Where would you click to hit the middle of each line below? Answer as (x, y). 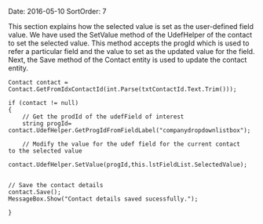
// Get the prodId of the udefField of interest (103, 117)
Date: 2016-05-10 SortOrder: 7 (57, 11)
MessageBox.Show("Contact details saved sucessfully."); (103, 199)
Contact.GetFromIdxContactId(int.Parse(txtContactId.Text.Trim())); (122, 89)
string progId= (47, 124)
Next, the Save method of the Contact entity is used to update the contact (128, 60)
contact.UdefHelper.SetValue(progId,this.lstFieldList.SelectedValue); (128, 164)
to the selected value (45, 151)
